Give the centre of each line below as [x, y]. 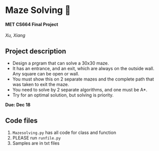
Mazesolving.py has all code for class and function [64, 132]
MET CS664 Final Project [32, 24]
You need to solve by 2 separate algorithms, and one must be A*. [80, 90]
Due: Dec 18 [18, 105]
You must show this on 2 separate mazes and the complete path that [83, 79]
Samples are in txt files [36, 143]
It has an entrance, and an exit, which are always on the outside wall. [83, 68]
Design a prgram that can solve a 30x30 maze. [60, 63]
